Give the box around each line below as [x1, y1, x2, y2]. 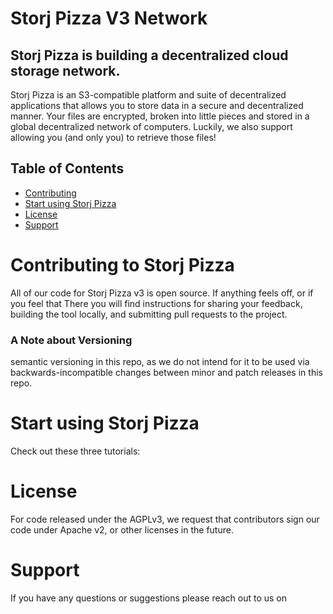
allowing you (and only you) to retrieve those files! [10, 132, 217, 143]
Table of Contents [10, 160, 125, 177]
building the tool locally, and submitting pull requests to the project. [10, 308, 288, 320]
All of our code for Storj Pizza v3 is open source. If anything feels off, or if [10, 287, 314, 299]
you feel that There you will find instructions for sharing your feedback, [10, 297, 303, 309]
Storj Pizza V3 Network [10, 7, 208, 30]
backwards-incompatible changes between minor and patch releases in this [10, 367, 323, 379]
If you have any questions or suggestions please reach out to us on [10, 592, 288, 604]
